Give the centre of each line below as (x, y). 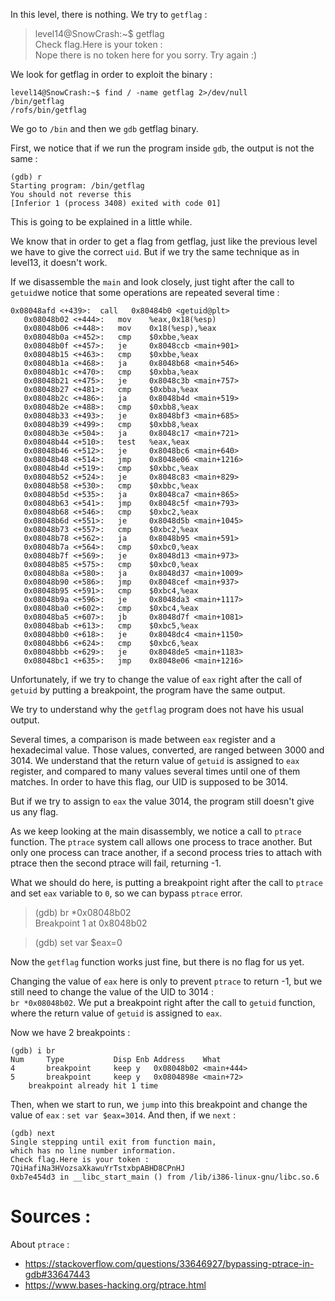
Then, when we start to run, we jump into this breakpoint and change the (159, 1104)
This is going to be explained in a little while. (101, 222)
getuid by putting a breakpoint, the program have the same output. (148, 690)
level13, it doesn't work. (59, 262)
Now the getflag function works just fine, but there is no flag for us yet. (157, 962)
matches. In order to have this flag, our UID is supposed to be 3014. (149, 782)
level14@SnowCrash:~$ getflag (99, 33)
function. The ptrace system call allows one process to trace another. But (161, 842)
